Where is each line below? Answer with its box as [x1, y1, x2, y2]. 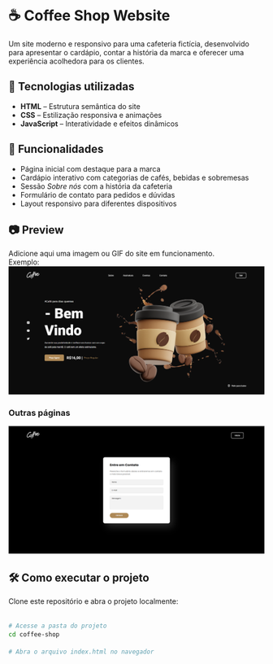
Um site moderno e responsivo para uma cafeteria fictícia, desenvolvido [8, 38, 249, 49]
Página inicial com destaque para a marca [19, 164, 161, 173]
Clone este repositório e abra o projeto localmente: [8, 596, 179, 606]
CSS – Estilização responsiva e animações [19, 110, 162, 120]
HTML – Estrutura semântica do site [19, 101, 141, 111]
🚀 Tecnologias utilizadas [8, 80, 135, 94]
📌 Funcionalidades [8, 142, 104, 156]
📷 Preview [8, 223, 64, 237]
